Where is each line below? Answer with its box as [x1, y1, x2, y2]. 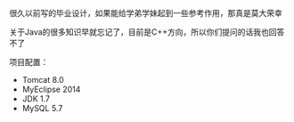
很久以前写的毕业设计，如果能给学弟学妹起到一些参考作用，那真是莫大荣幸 [9, 8, 282, 18]
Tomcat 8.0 [21, 75, 64, 85]
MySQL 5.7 [21, 103, 63, 113]
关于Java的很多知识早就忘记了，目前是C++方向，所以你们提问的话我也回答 [9, 27, 285, 37]
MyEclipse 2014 [21, 84, 81, 94]
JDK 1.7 [21, 94, 51, 104]
